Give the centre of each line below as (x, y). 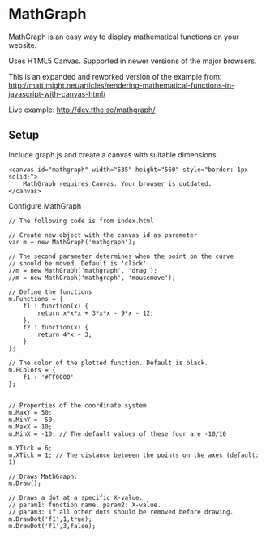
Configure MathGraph (45, 206)
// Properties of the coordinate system (78, 405)
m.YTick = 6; (30, 448)
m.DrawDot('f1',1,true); (50, 519)
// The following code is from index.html (81, 221)
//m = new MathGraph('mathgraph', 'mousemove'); (92, 278)
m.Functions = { (36, 299)
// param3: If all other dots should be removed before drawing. (121, 512)
